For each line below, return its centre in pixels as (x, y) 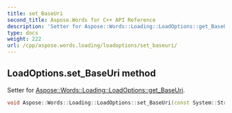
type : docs (23, 33)
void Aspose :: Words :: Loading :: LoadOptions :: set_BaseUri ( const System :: (112, 103)
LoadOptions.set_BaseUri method (82, 73)
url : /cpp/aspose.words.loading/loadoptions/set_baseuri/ (92, 45)
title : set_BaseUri (35, 13)
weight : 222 (24, 39)
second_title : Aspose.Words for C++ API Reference (81, 20)
